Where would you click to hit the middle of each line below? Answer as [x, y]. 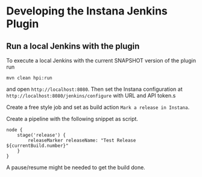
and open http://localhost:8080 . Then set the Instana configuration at [94, 89]
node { [14, 130]
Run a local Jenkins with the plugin [73, 46]
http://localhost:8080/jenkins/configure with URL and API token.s [91, 95]
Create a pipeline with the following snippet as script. [72, 119]
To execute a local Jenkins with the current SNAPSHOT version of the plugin [101, 61]
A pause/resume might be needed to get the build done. [76, 167]
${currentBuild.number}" [37, 146]
